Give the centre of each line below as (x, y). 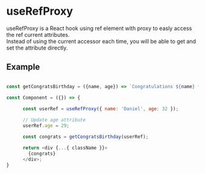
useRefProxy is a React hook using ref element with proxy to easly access (99, 28)
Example (23, 67)
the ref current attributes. (38, 34)
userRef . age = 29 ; (46, 126)
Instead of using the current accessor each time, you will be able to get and (101, 41)
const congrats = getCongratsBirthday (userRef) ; (85, 137)
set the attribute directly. (37, 48)
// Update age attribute (54, 120)
